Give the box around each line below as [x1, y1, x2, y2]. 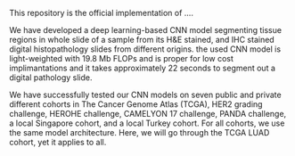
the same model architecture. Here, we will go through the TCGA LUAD [9, 127, 270, 137]
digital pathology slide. [9, 72, 93, 83]
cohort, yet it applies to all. [9, 137, 107, 147]
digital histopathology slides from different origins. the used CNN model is [9, 44, 282, 54]
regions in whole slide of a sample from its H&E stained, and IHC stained [9, 35, 275, 45]
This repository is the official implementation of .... [9, 8, 194, 18]
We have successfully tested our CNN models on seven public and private [9, 89, 283, 100]
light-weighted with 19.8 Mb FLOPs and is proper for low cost [9, 53, 234, 63]
